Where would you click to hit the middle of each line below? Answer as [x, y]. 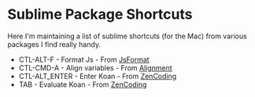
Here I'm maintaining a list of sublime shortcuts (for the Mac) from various [127, 36]
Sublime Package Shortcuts [100, 14]
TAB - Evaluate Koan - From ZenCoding [83, 84]
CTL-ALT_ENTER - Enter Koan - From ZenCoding [98, 76]
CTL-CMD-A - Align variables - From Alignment [95, 67]
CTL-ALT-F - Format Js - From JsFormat [84, 59]
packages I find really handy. [54, 44]
